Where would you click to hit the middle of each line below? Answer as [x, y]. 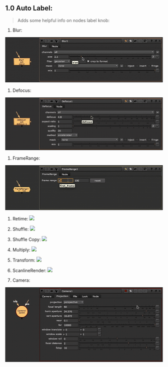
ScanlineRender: [29, 270]
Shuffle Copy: [26, 239]
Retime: [20, 218]
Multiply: [21, 250]
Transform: [24, 260]
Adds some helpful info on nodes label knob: [63, 20]
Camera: [21, 280]
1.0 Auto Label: [29, 8]
